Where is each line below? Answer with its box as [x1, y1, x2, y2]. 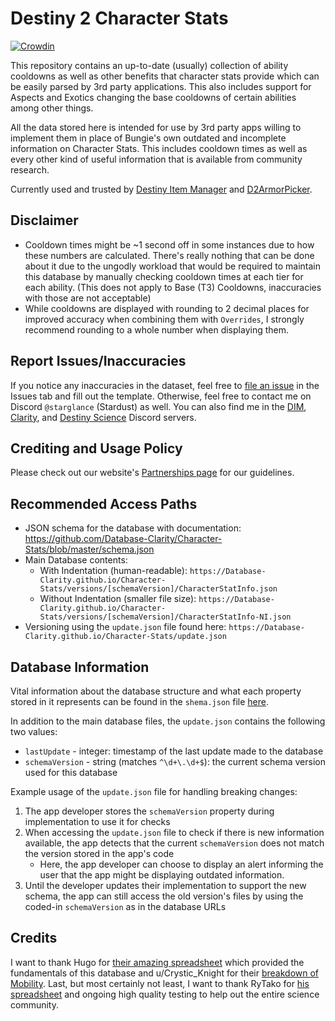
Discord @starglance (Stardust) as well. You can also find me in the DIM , [10, 400, 307, 412]
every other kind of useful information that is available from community [10, 153, 303, 165]
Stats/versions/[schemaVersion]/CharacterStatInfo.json [39, 584, 278, 594]
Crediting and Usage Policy [10, 440, 183, 457]
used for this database [24, 767, 118, 778]
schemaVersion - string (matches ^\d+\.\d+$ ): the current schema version [24, 756, 326, 767]
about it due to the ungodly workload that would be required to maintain [24, 260, 322, 272]
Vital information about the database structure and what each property [10, 685, 302, 697]
